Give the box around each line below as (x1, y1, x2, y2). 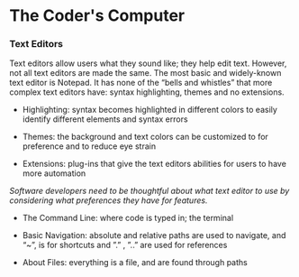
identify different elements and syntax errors (22, 114, 188, 125)
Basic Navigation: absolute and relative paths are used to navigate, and (22, 230, 286, 241)
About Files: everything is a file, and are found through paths (22, 257, 248, 268)
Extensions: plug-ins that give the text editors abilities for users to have (22, 159, 286, 170)
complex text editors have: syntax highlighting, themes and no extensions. (9, 87, 285, 97)
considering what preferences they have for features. (9, 195, 208, 206)
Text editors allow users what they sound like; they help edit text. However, (9, 58, 287, 69)
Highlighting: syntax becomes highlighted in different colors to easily (22, 105, 277, 115)
